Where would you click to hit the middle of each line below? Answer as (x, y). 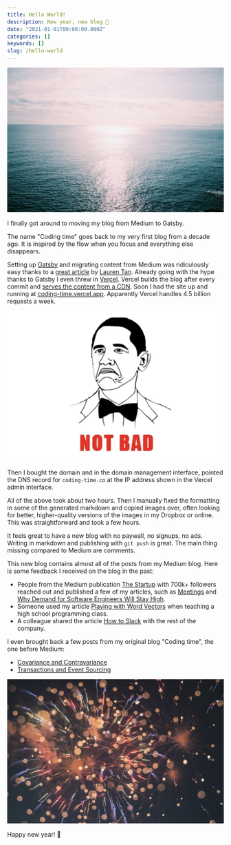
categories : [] (29, 36)
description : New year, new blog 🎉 (58, 22)
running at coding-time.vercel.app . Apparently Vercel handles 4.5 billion (109, 293)
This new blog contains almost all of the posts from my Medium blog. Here (113, 563)
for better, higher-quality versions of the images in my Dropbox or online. (110, 515)
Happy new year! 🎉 (34, 835)
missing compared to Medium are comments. (71, 550)
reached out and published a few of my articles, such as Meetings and (117, 592)
